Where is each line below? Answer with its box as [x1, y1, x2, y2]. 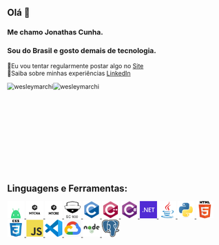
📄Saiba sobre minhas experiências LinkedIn [7, 69, 131, 77]
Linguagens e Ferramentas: [7, 183, 128, 194]
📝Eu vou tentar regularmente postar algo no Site [7, 61, 144, 70]
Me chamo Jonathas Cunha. [7, 28, 103, 37]
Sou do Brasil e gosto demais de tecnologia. [7, 46, 157, 56]
